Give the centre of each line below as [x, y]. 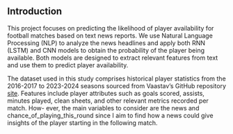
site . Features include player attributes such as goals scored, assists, [106, 93]
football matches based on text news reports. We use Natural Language [110, 35]
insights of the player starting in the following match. [82, 123]
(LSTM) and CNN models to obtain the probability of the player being [106, 50]
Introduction [35, 11]
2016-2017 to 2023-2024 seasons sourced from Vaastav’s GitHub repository [117, 85]
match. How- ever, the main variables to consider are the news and [103, 108]
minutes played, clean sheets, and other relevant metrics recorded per [108, 101]
